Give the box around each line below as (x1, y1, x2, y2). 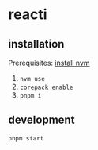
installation (8, 37, 65, 51)
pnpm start (8, 134, 44, 142)
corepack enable (19, 83, 73, 91)
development (8, 113, 75, 127)
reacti (8, 6, 47, 24)
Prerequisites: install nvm (8, 58, 90, 67)
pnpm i (19, 92, 42, 100)
